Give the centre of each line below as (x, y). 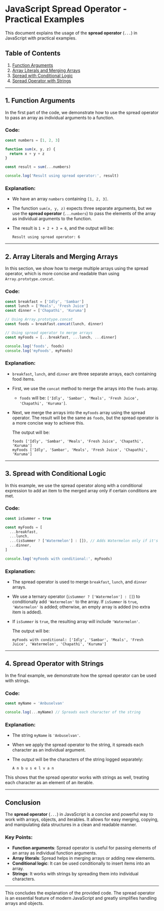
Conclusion (23, 802)
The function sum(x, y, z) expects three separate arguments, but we (82, 208)
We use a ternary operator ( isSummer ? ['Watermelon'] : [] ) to (76, 597)
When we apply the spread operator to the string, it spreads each (78, 745)
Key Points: (19, 837)
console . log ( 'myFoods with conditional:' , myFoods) (59, 559)
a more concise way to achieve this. (48, 423)
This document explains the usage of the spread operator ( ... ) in (71, 33)
